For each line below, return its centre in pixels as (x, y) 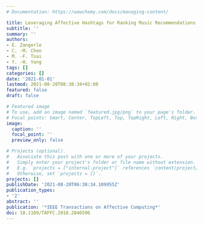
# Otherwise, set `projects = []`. (54, 173)
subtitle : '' (23, 28)
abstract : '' (23, 201)
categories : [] (25, 73)
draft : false (23, 96)
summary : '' (21, 34)
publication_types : (31, 191)
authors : (17, 40)
